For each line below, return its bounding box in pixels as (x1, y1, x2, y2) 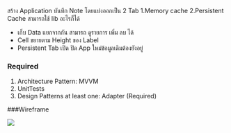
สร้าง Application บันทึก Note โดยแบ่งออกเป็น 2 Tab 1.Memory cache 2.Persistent (7, 7, 224, 15)
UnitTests (17, 85, 45, 93)
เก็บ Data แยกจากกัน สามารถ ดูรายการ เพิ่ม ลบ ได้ (17, 28, 134, 36)
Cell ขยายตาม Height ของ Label (17, 36, 99, 44)
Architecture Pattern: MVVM (17, 77, 99, 86)
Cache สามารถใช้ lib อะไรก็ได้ (7, 15, 80, 22)
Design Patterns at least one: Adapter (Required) (17, 92, 157, 100)
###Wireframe (7, 105, 49, 114)
